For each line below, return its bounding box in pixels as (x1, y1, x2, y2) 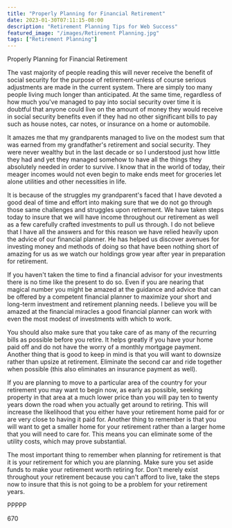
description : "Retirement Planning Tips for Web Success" (7, 23, 178, 30)
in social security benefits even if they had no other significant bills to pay (7, 112, 218, 121)
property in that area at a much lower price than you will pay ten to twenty (7, 393, 218, 402)
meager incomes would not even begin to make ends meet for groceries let (7, 170, 222, 179)
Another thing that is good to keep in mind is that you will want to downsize (7, 351, 222, 359)
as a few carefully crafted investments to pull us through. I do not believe (7, 220, 215, 229)
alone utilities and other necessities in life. (7, 177, 127, 186)
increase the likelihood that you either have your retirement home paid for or (7, 408, 225, 416)
